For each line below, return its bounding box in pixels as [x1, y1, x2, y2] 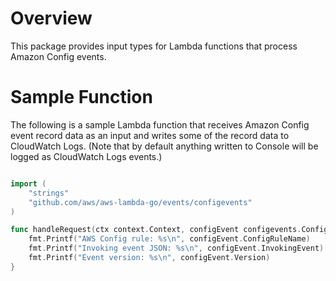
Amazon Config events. [10, 50, 107, 62]
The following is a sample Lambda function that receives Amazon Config [10, 118, 310, 131]
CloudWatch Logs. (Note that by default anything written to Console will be [10, 140, 319, 152]
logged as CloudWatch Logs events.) [10, 150, 163, 162]
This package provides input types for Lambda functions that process [10, 40, 298, 52]
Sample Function [10, 86, 153, 109]
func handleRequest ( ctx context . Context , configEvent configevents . [10, 225, 302, 235]
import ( [10, 178, 47, 189]
